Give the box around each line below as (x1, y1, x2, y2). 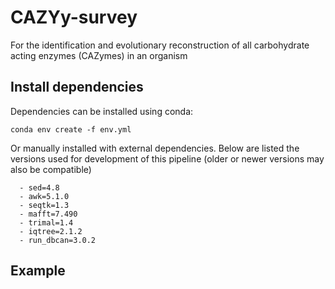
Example (10, 262, 66, 280)
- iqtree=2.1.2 (19, 226, 83, 236)
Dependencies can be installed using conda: (10, 105, 194, 117)
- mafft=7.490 (19, 209, 78, 219)
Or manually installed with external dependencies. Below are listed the (10, 142, 300, 154)
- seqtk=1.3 (19, 200, 70, 210)
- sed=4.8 (19, 182, 60, 193)
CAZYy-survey (10, 6, 138, 29)
